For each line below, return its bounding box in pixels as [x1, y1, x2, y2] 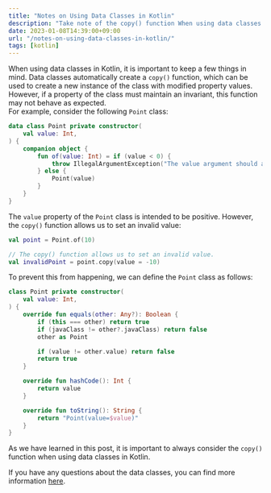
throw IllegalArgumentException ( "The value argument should [51, 159, 258, 168]
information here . [8, 476, 66, 486]
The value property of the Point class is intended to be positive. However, [8, 211, 254, 222]
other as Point [37, 333, 89, 341]
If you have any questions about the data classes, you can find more [8, 468, 236, 478]
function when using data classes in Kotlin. [8, 452, 151, 462]
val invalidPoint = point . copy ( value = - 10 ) [8, 258, 161, 266]
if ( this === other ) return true [37, 317, 150, 326]
